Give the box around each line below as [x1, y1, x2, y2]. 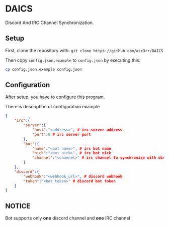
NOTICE [5, 201, 31, 210]
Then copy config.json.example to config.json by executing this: [5, 57, 141, 63]
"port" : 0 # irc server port [32, 132, 92, 137]
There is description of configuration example [5, 104, 100, 110]
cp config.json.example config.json [5, 67, 82, 72]
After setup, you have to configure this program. [5, 94, 105, 100]
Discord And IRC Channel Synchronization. [5, 20, 94, 26]
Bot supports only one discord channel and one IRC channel [5, 215, 130, 221]
